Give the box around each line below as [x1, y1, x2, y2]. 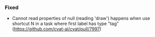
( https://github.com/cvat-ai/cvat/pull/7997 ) [12, 26, 101, 32]
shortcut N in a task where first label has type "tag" [12, 20, 119, 26]
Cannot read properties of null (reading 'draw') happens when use [12, 15, 150, 21]
